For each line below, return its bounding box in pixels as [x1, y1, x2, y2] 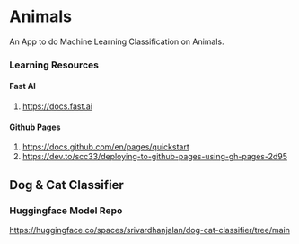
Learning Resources [9, 59, 99, 71]
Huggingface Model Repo [9, 204, 123, 217]
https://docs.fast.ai [22, 101, 92, 112]
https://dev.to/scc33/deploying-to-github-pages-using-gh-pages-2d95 [22, 151, 288, 162]
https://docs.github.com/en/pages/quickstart [22, 141, 190, 152]
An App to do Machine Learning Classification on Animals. [9, 36, 224, 47]
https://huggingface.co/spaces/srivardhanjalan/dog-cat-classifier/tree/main [9, 224, 290, 235]
